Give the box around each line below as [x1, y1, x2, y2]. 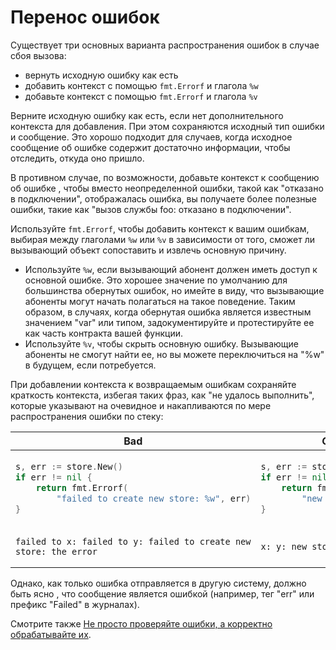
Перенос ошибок [10, 6, 160, 29]
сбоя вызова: [10, 49, 67, 61]
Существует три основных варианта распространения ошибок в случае [10, 39, 320, 51]
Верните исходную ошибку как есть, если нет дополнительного [10, 109, 284, 121]
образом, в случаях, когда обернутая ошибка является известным [24, 306, 312, 318]
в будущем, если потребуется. [24, 359, 157, 371]
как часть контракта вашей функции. [24, 327, 183, 339]
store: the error [15, 546, 98, 557]
